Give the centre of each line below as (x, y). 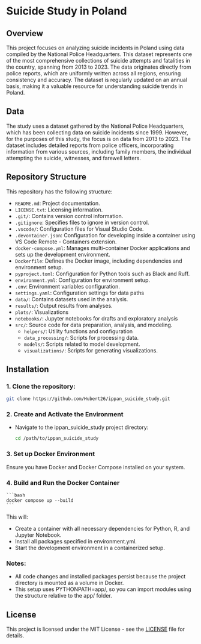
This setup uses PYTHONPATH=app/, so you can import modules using (103, 589)
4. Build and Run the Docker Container (63, 483)
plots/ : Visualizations (42, 312)
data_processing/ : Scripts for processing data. (81, 337)
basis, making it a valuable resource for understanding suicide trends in (94, 86)
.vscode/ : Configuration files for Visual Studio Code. (79, 229)
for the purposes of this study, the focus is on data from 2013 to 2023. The (98, 139)
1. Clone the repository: (41, 386)
